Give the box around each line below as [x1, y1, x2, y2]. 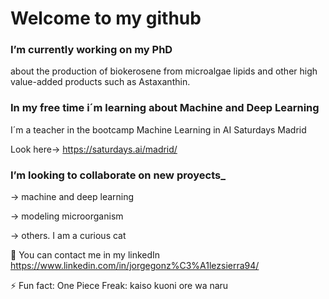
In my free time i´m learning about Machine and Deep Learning [10, 101, 320, 115]
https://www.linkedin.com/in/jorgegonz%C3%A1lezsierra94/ [10, 260, 260, 272]
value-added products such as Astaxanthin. [10, 76, 191, 88]
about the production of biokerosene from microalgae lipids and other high [10, 65, 318, 77]
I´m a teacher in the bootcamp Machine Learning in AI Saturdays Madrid [10, 123, 307, 136]
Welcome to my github [10, 7, 202, 30]
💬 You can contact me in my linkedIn [10, 249, 161, 261]
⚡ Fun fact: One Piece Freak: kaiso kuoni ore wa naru [10, 280, 229, 292]
